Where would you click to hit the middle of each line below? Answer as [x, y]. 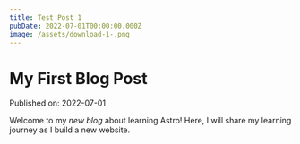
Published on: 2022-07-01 [57, 103]
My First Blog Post [78, 78]
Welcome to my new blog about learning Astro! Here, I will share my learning [150, 121]
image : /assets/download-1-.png [69, 34]
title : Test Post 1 [46, 17]
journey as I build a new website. [70, 130]
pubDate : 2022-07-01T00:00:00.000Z [76, 26]
